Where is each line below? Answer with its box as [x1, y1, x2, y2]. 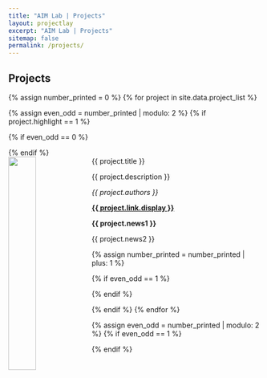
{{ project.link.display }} [91, 202, 175, 213]
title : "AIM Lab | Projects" [8, 11, 106, 20]
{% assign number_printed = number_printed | [91, 250, 245, 259]
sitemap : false [8, 34, 59, 43]
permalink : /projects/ [8, 42, 84, 50]
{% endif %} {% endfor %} [91, 304, 180, 314]
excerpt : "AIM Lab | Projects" [8, 26, 113, 35]
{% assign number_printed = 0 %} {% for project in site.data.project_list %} [8, 92, 258, 102]
